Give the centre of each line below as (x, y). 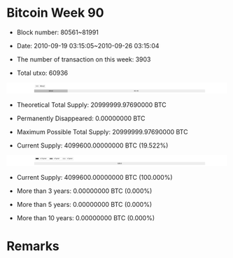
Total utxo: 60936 (42, 73)
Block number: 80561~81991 (58, 32)
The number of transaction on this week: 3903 (84, 59)
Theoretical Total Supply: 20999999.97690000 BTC (92, 105)
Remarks (33, 246)
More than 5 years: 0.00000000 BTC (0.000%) (84, 205)
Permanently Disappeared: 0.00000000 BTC (81, 119)
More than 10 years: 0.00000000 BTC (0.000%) (86, 218)
